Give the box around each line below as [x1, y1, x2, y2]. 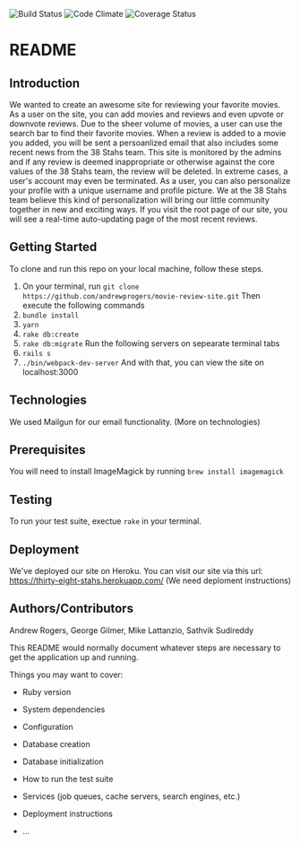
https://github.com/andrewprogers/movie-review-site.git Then [21, 290, 261, 300]
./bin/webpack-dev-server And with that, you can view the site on [21, 357, 264, 368]
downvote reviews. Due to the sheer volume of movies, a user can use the [9, 118, 283, 129]
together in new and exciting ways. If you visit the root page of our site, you [9, 204, 288, 214]
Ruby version [21, 686, 72, 697]
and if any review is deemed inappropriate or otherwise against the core [9, 157, 275, 167]
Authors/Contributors [9, 601, 134, 616]
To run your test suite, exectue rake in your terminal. [9, 516, 201, 526]
